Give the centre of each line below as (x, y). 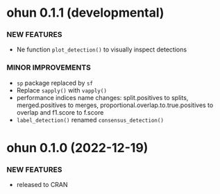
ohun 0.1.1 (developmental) (85, 13)
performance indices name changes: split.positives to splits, (102, 97)
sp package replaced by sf (54, 83)
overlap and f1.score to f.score (60, 112)
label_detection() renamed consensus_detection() (90, 120)
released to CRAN (42, 185)
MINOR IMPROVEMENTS (49, 67)
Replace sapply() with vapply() (61, 90)
